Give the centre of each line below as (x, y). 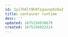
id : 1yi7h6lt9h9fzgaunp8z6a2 (34, 9)
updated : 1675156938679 (29, 23)
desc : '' (14, 18)
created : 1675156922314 (29, 27)
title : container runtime (31, 14)
